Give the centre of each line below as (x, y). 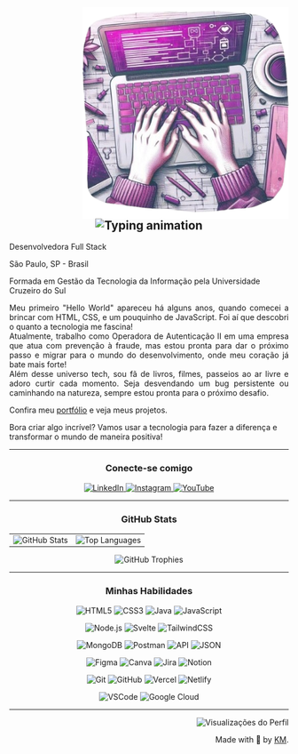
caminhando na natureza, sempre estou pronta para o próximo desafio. (139, 393)
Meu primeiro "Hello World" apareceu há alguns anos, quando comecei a (149, 308)
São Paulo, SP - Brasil (49, 264)
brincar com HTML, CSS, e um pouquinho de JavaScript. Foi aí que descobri (149, 317)
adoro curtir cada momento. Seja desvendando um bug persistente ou (149, 383)
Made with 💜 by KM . (252, 739)
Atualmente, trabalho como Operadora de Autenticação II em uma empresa (149, 336)
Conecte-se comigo (149, 469)
